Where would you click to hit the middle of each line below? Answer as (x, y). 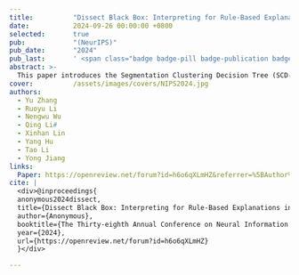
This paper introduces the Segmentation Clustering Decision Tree (143, 76)
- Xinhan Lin (41, 133)
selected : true (49, 34)
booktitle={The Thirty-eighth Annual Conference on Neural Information (153, 224)
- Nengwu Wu (40, 117)
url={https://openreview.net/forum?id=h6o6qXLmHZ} (113, 241)
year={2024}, (41, 232)
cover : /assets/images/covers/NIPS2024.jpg (109, 84)
